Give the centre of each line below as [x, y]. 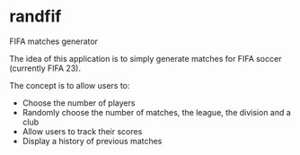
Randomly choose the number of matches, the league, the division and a [157, 112]
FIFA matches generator [54, 41]
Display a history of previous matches [92, 141]
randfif [35, 17]
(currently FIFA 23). [45, 68]
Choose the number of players [79, 103]
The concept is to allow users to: [70, 85]
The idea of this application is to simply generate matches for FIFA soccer [146, 58]
